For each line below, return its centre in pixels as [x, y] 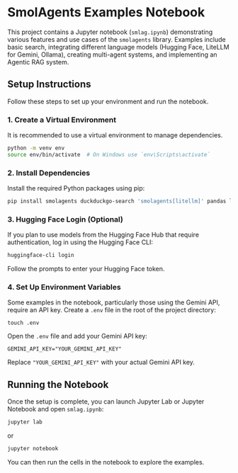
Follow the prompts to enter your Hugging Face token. [86, 269]
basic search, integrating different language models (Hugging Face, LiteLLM [118, 47]
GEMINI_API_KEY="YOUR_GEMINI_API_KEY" [64, 349]
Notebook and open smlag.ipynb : [56, 409]
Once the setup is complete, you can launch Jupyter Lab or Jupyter [106, 401]
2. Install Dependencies [49, 173]
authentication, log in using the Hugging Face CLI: [80, 242]
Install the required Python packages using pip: [76, 188]
